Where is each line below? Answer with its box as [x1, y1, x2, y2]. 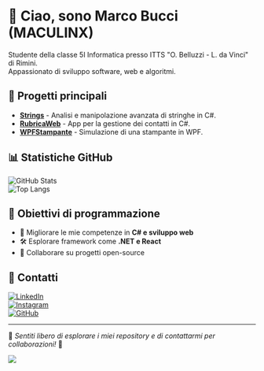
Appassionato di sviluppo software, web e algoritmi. [8, 66, 177, 76]
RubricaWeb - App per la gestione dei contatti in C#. [19, 118, 191, 128]
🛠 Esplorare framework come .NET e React [19, 236, 162, 247]
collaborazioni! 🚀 [8, 339, 63, 349]
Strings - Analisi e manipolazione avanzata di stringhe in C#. [19, 110, 216, 120]
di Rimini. [8, 58, 38, 68]
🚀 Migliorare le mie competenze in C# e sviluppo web [19, 228, 194, 237]
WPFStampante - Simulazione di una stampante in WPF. [19, 127, 203, 136]
